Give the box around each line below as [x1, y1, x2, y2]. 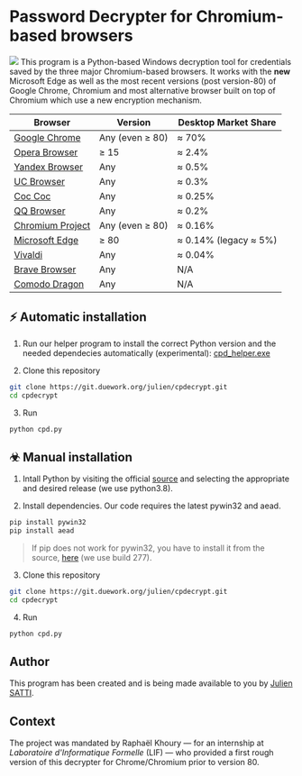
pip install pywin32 [9, 518, 87, 527]
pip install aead [9, 526, 75, 535]
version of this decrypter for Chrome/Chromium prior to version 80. [9, 757, 260, 768]
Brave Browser [14, 263, 77, 276]
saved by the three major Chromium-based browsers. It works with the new [9, 66, 291, 77]
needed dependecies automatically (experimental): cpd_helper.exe [22, 347, 270, 358]
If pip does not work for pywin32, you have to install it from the [31, 543, 265, 553]
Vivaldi [14, 248, 43, 260]
